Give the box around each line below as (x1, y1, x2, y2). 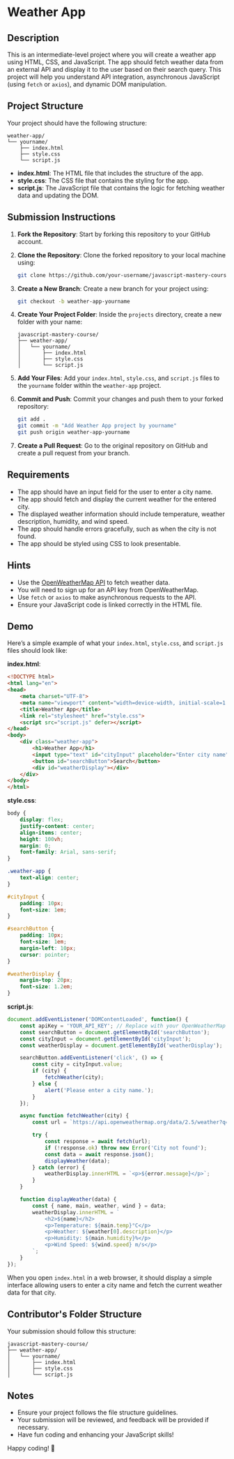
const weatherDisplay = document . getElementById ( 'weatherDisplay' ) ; (19, 1042, 223, 1049)
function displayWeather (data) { (19, 1196, 117, 1203)
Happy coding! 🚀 (7, 1444, 56, 1453)
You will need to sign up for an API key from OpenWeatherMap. (17, 585, 199, 594)
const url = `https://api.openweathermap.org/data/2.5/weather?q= (32, 1119, 229, 1126)
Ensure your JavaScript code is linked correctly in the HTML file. (17, 600, 203, 609)
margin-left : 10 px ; (19, 944, 77, 952)
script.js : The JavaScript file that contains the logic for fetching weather (17, 183, 225, 192)
